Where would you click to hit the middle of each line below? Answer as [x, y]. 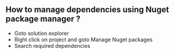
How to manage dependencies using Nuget [87, 10]
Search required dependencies [52, 46]
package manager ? [43, 19]
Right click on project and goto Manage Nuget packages [83, 39]
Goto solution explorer [41, 33]
